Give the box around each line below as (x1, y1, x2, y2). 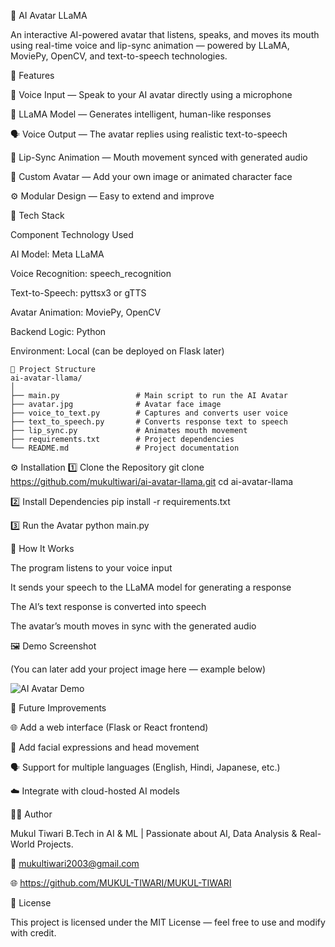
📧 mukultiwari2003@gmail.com (10, 858, 140, 869)
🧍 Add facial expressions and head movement (10, 741, 200, 753)
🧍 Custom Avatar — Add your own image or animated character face (10, 171, 293, 182)
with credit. (10, 927, 57, 939)
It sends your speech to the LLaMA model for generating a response (10, 581, 292, 593)
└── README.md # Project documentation (10, 443, 240, 453)
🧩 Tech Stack (10, 210, 65, 221)
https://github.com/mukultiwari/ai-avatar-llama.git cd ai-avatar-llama (10, 476, 294, 487)
